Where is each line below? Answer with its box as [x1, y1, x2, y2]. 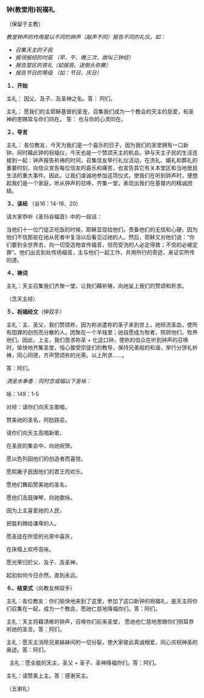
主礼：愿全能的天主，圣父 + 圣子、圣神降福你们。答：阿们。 [8, 659, 160, 666]
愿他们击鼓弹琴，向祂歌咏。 [6, 494, 76, 501]
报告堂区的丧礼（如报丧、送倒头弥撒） [15, 62, 111, 69]
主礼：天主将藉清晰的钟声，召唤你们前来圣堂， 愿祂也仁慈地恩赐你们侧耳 [6, 618, 189, 626]
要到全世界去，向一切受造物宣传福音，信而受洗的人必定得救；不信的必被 [11, 241, 192, 249]
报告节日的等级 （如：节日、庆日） [15, 69, 102, 77]
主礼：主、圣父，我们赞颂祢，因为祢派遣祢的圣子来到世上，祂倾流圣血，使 [6, 321, 192, 328]
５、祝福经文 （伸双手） [6, 308, 65, 316]
